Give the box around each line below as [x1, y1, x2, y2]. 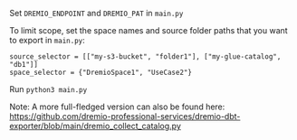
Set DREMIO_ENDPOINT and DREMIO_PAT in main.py [9, 8, 184, 18]
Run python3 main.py [9, 84, 88, 94]
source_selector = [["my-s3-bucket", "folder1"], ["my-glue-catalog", [9, 52, 282, 61]
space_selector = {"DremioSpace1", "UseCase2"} [9, 68, 193, 77]
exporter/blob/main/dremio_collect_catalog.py [9, 121, 181, 131]
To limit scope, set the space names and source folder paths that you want [9, 25, 288, 35]
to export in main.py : [9, 35, 86, 45]
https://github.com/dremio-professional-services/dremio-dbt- [9, 111, 241, 121]
